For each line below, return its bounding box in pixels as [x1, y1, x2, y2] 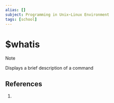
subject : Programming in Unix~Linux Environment [5, 12, 109, 17]
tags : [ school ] [5, 17, 37, 22]
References [5, 79, 42, 88]
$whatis [5, 38, 40, 50]
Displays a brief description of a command [5, 65, 94, 71]
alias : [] [5, 7, 26, 13]
